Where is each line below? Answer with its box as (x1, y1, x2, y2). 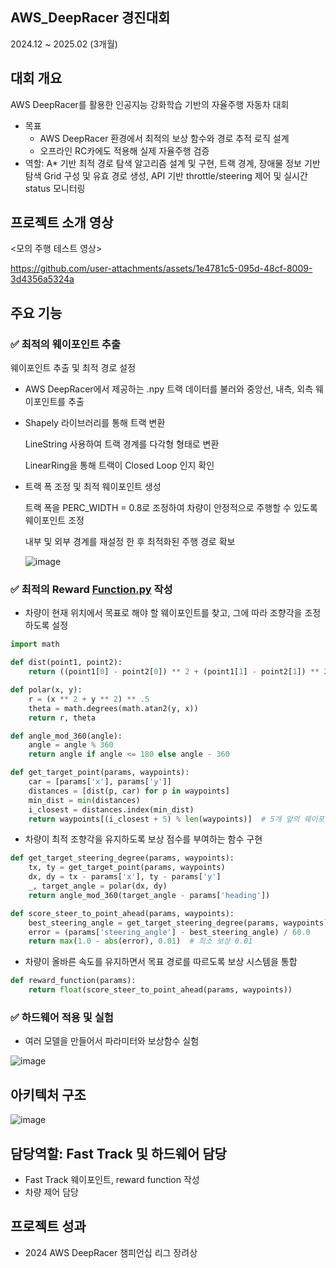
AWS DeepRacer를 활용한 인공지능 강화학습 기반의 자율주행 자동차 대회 (10, 98, 290, 110)
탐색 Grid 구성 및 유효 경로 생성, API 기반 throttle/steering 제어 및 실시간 (24, 169, 308, 182)
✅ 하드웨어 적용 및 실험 (10, 1010, 114, 1024)
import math (10, 639, 60, 650)
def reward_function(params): (10, 976, 137, 986)
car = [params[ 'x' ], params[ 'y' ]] (28, 777, 172, 787)
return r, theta (28, 713, 97, 723)
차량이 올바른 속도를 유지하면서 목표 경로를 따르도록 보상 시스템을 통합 (24, 956, 298, 968)
